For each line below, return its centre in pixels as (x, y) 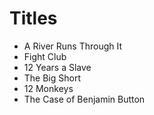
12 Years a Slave (57, 67)
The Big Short (52, 78)
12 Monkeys (48, 88)
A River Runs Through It (73, 46)
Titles (33, 18)
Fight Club (45, 56)
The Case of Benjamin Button (84, 99)
